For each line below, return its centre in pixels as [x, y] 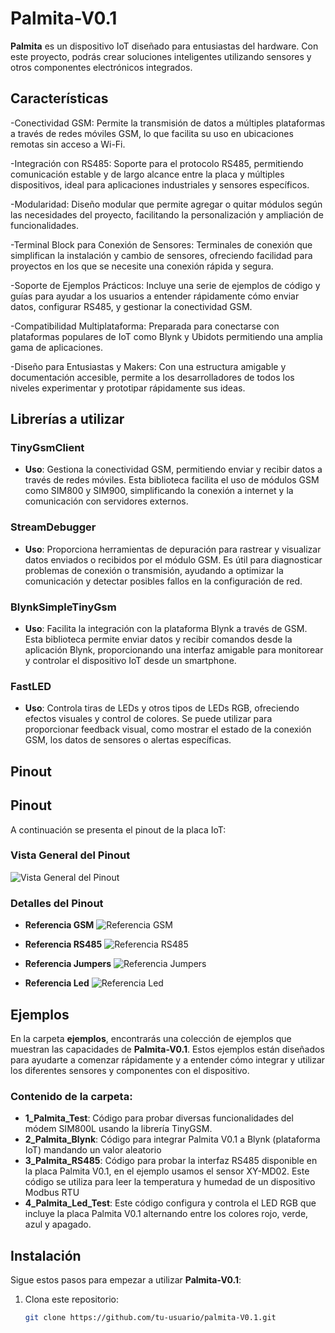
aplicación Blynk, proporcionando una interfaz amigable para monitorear [174, 650]
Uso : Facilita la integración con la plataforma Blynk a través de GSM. [166, 629]
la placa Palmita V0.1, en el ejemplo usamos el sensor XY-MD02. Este [167, 1171]
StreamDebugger [53, 527]
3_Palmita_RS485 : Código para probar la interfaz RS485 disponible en [171, 1161]
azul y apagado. [58, 1224]
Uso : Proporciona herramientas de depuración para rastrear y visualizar [173, 549]
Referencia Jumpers [68, 964]
